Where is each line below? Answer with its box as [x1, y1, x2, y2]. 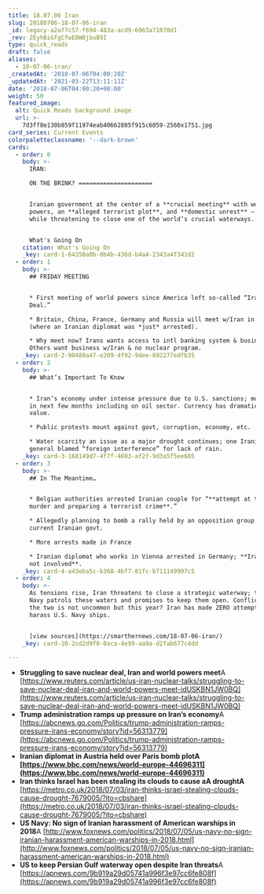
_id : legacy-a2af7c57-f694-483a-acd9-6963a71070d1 [8, 26, 178, 34]
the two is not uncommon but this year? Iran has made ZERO [28, 604, 230, 611]
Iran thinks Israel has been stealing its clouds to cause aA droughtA [19, 777, 245, 786]
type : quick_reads [8, 41, 68, 49]
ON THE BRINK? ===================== [28, 179, 153, 187]
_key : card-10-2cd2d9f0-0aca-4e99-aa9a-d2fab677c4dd [22, 639, 199, 648]
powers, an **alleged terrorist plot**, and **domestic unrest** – [28, 208, 255, 216]
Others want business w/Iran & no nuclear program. [28, 344, 202, 353]
